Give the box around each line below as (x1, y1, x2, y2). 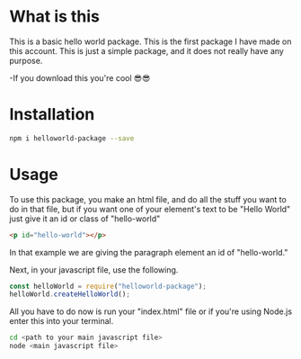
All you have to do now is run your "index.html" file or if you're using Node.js (9, 306, 293, 317)
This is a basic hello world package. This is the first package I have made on (9, 36, 292, 47)
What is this (9, 6, 101, 27)
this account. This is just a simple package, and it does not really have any (9, 45, 285, 56)
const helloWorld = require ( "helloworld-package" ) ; (9, 282, 207, 291)
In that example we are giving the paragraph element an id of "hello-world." (9, 247, 288, 257)
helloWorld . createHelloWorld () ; (9, 290, 130, 299)
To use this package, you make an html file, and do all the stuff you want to (9, 193, 288, 204)
